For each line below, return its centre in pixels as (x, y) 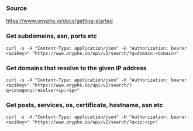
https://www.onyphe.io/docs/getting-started (59, 21)
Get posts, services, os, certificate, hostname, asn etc (85, 105)
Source (17, 8)
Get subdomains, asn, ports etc (52, 36)
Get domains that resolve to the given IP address (77, 68)
